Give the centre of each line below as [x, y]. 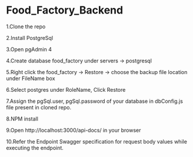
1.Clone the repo [26, 26]
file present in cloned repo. [39, 107]
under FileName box [31, 78]
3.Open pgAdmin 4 [29, 49]
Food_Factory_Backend [65, 10]
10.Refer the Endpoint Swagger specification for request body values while [96, 141]
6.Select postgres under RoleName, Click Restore [66, 89]
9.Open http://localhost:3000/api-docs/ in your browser [74, 130]
